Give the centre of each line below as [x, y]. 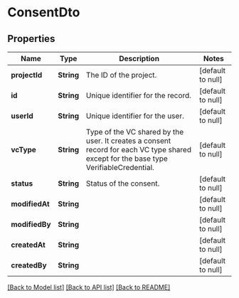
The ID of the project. [121, 75]
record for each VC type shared [139, 150]
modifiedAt [30, 204]
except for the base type [127, 159]
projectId [27, 75]
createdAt [28, 245]
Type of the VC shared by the [135, 132]
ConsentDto [44, 12]
